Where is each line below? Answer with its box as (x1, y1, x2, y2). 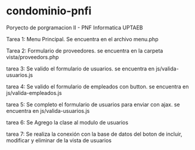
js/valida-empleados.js (6, 89, 62, 96)
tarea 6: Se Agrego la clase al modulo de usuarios (6, 118, 129, 126)
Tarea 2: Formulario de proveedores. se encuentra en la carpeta (6, 47, 163, 54)
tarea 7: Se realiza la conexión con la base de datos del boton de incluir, (6, 130, 183, 137)
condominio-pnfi (6, 4, 92, 18)
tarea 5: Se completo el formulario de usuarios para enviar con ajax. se (6, 100, 180, 108)
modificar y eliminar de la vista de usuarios (6, 136, 112, 144)
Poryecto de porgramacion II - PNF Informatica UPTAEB (6, 24, 143, 31)
